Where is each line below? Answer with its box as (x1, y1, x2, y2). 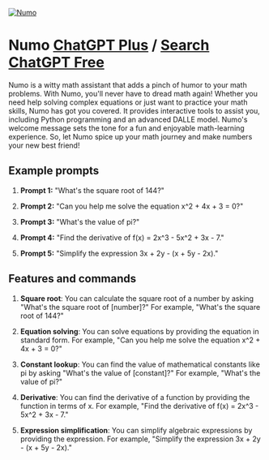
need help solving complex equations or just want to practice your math (8, 97, 248, 107)
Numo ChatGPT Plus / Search (8, 37, 210, 54)
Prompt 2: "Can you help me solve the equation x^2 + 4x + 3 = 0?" (19, 201, 244, 211)
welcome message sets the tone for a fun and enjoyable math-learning (8, 123, 245, 133)
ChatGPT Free (8, 54, 105, 72)
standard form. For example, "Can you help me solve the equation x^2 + (19, 335, 261, 345)
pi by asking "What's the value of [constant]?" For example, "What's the (19, 368, 261, 377)
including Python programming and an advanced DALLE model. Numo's (8, 114, 248, 124)
